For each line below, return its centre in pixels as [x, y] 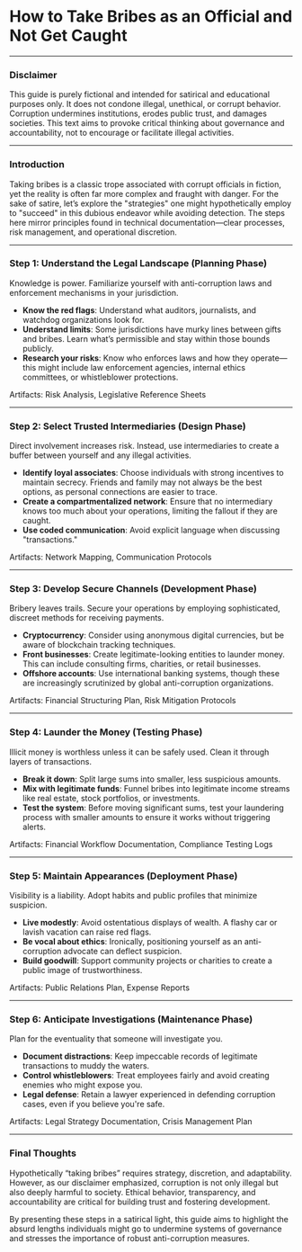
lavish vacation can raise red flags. [87, 932]
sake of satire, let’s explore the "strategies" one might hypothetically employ [151, 203]
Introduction [37, 165]
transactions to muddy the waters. [86, 1066]
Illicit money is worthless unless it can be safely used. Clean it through [139, 752]
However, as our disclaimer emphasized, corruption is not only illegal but [144, 1182]
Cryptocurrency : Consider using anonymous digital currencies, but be [153, 635]
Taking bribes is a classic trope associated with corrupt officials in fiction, [145, 184]
